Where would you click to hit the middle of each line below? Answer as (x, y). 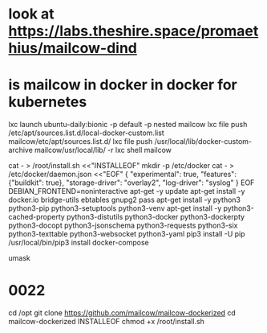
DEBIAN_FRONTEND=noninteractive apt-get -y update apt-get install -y (127, 191)
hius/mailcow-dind (73, 48)
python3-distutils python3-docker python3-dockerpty (156, 217)
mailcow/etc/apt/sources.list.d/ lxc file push (81, 142)
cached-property (37, 217)
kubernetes (48, 102)
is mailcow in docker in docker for (123, 85)
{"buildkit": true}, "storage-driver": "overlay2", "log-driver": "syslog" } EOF (131, 183)
